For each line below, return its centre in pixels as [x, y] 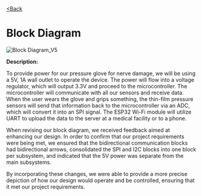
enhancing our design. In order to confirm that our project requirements [95, 136]
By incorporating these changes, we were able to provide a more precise [97, 174]
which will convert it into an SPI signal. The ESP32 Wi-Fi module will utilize [99, 112]
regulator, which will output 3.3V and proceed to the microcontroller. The [97, 86]
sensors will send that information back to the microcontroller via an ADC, [98, 105]
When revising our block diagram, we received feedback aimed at [88, 130]
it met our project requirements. [46, 186]
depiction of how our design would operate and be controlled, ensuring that [100, 180]
